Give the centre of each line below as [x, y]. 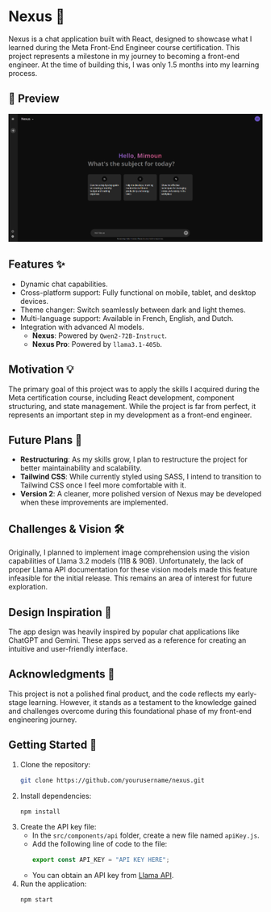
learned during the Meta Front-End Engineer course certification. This [124, 47]
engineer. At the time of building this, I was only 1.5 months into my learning [134, 65]
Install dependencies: [56, 796]
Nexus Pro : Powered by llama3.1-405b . [97, 344]
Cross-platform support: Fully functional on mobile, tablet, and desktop [138, 292]
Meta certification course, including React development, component [121, 397]
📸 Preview [34, 99]
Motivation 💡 [41, 370]
